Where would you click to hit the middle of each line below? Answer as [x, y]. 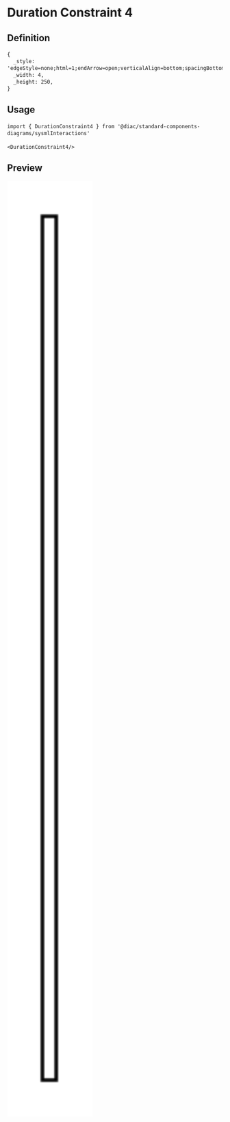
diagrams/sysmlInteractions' [49, 133]
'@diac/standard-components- [159, 126]
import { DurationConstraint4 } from [61, 126]
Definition [28, 38]
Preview [25, 168]
